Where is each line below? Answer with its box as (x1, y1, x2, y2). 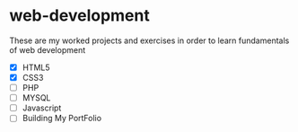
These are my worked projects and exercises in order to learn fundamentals (9, 35, 290, 46)
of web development (9, 44, 86, 55)
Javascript (22, 102, 62, 113)
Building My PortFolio (22, 113, 101, 124)
